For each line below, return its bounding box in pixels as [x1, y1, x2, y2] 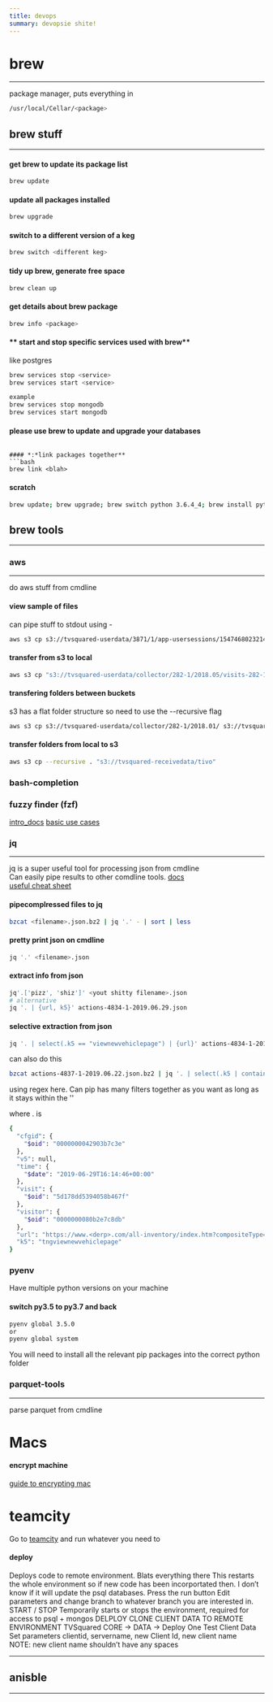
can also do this [9, 1054, 62, 1064]
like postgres [9, 355, 53, 365]
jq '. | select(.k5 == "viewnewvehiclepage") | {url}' [9, 1040, 198, 1048]
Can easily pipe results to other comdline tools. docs [9, 872, 185, 882]
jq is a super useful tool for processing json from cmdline [9, 863, 199, 874]
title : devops [9, 11, 58, 20]
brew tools [9, 523, 64, 536]
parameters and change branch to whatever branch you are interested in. [9, 1596, 254, 1606]
